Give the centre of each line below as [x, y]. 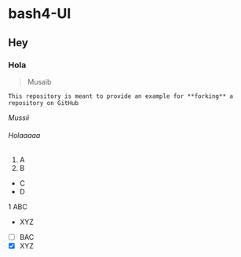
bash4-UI [40, 14]
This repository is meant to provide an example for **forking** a [121, 96]
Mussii [19, 118]
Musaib [39, 81]
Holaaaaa [24, 136]
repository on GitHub [44, 103]
